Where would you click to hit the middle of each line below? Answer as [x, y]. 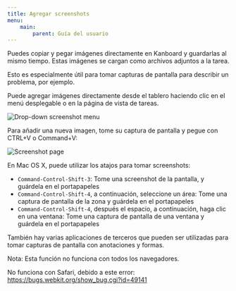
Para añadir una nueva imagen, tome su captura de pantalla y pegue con [113, 130]
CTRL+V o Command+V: [42, 138]
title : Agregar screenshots [49, 14]
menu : [15, 20]
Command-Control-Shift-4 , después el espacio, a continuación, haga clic [122, 209]
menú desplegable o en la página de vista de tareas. [83, 104]
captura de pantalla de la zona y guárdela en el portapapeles [106, 202]
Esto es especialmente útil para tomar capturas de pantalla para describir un [118, 75]
